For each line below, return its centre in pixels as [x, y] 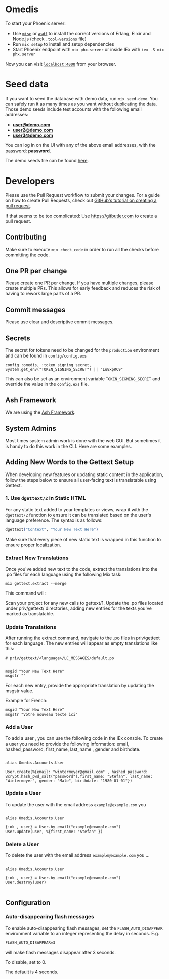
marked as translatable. [30, 613]
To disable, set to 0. [26, 962]
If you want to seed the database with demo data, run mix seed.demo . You [81, 98]
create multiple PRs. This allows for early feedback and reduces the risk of [83, 288]
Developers [30, 181]
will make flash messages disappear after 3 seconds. [61, 952]
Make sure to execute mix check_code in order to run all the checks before [82, 249]
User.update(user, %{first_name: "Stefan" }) [54, 832]
